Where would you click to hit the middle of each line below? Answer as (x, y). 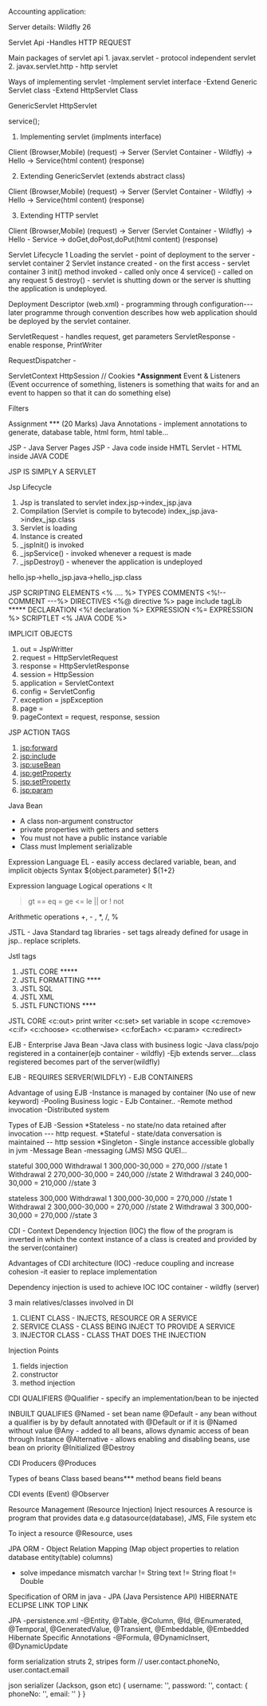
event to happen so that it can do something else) (90, 393)
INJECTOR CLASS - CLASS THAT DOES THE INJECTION (113, 1335)
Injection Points (33, 1350)
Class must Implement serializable (76, 846)
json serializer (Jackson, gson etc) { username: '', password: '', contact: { (128, 1685)
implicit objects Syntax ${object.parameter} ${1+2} (92, 870)
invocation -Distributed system (59, 1109)
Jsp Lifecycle (30, 487)
